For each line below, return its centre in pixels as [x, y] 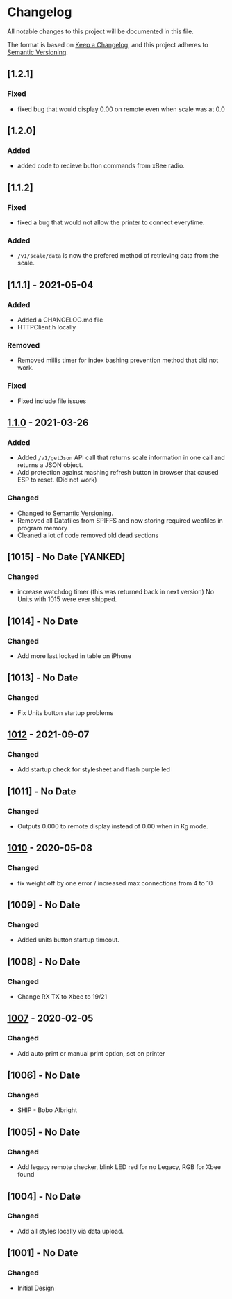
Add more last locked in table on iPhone [74, 656]
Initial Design [36, 1288]
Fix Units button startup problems [65, 712]
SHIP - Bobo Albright [47, 1110]
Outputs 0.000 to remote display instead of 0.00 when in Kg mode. [113, 826]
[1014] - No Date [43, 621]
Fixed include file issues [52, 401]
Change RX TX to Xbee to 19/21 [62, 997]
